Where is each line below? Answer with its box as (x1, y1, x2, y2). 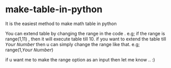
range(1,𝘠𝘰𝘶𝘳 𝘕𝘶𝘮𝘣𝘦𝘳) (5, 47, 54, 53)
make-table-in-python (5, 4, 103, 15)
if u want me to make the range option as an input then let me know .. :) (5, 56, 155, 62)
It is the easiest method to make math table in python (5, 20, 117, 27)
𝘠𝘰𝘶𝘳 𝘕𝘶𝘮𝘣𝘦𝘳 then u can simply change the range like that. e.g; (5, 41, 140, 47)
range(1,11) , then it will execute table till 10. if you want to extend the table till (5, 36, 166, 42)
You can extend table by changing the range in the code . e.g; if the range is (5, 30, 165, 36)
